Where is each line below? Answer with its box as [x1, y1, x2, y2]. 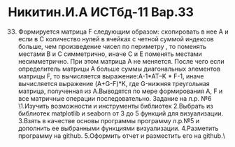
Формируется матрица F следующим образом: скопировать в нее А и [17, 27, 229, 36]
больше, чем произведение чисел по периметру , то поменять [17, 42, 207, 50]
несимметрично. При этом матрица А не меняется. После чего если [17, 57, 225, 65]
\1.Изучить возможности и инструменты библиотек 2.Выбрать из [17, 101, 214, 110]
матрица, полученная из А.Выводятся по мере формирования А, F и [17, 87, 223, 95]
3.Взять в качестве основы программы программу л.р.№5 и [17, 116, 200, 125]
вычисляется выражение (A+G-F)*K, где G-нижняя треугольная [17, 79, 211, 87]
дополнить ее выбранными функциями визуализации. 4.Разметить [17, 124, 219, 132]
